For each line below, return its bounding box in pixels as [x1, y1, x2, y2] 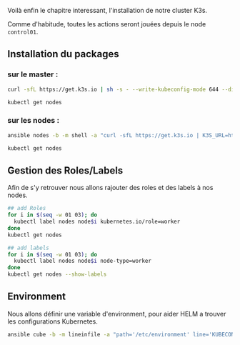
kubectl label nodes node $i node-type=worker [14, 257, 152, 265]
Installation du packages [7, 48, 119, 60]
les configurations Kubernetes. [7, 317, 98, 326]
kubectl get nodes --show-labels [7, 271, 107, 278]
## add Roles [7, 205, 46, 212]
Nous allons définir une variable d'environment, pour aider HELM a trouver [7, 309, 226, 318]
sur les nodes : [7, 116, 59, 126]
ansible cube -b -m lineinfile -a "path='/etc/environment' [7, 331, 191, 338]
